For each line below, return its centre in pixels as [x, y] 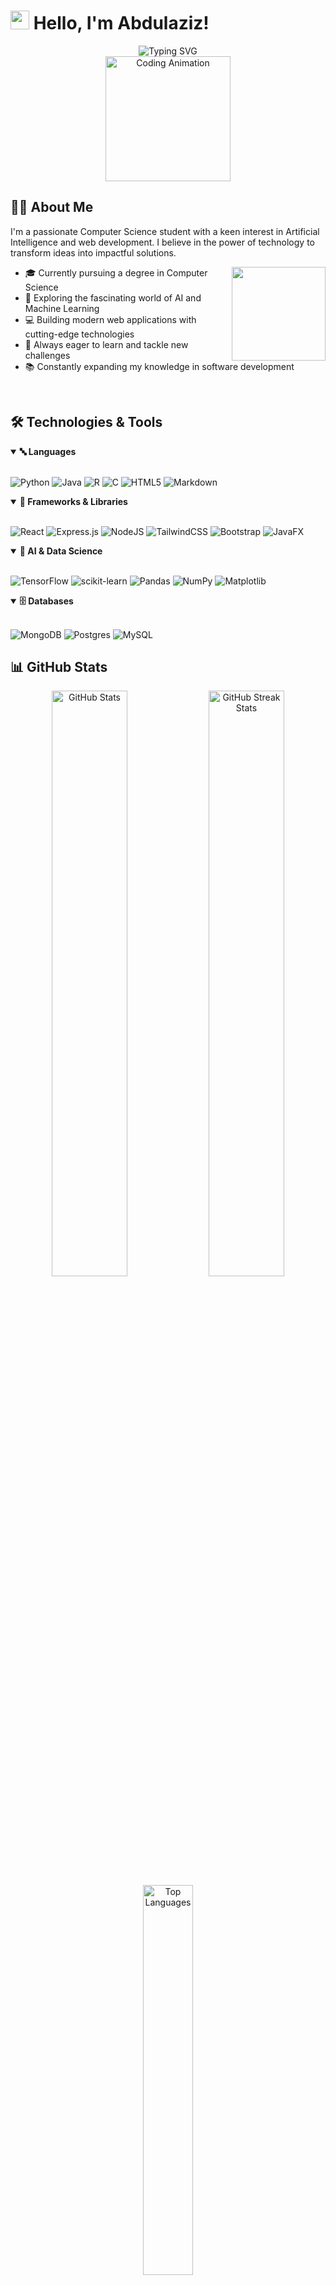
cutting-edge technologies [79, 334]
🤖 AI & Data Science [61, 551]
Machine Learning [62, 308]
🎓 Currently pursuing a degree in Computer [116, 272]
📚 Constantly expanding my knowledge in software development [159, 366]
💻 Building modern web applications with [110, 319]
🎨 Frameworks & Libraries [73, 501]
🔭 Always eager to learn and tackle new [106, 344]
